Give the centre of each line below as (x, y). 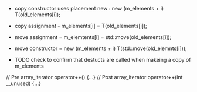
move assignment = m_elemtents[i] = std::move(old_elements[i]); (93, 37)
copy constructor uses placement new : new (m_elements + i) (89, 8)
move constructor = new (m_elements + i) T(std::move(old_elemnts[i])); (101, 48)
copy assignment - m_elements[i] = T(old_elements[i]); (81, 26)
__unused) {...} (23, 83)
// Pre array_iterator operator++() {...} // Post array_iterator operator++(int (94, 77)
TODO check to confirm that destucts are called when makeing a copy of (103, 60)
